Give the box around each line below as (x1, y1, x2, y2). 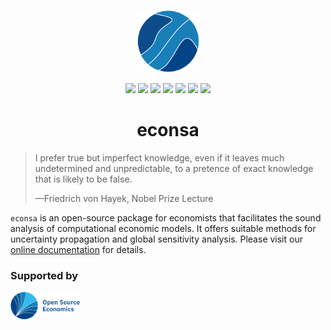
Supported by (10, 268, 79, 282)
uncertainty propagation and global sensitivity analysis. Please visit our (10, 233, 303, 245)
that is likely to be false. (34, 173, 133, 185)
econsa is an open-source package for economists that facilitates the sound (10, 211, 322, 224)
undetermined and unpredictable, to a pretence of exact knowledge (34, 162, 314, 174)
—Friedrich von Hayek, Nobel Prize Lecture (34, 192, 214, 204)
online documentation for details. (10, 243, 147, 255)
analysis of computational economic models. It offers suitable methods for (10, 222, 317, 234)
